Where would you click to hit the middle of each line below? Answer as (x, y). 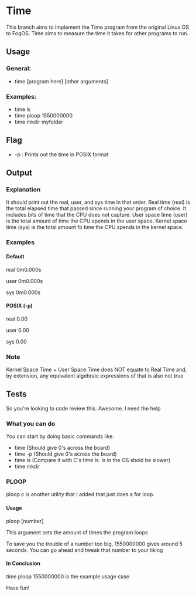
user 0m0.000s (25, 281)
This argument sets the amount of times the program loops (77, 532)
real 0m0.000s (24, 270)
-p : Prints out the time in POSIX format (61, 154)
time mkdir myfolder (39, 122)
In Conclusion (23, 563)
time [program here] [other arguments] (61, 81)
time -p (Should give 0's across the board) (66, 454)
